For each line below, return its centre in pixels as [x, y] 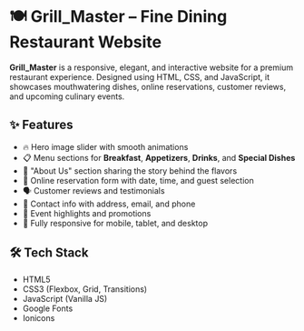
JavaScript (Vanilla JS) [65, 298]
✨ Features [41, 125]
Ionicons [39, 317]
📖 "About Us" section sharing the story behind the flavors [130, 171]
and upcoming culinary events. [67, 96]
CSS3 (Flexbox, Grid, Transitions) [85, 289]
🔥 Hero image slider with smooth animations [105, 146]
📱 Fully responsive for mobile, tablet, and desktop [115, 223]
